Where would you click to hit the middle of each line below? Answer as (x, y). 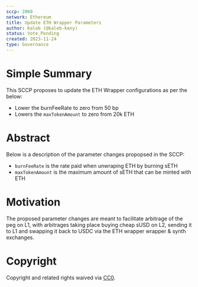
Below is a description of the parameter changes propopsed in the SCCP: (95, 154)
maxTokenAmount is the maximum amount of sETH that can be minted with (103, 172)
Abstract (28, 138)
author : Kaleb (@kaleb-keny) (42, 28)
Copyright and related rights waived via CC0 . (61, 278)
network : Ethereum (29, 17)
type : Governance (27, 45)
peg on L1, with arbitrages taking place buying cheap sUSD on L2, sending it (99, 224)
